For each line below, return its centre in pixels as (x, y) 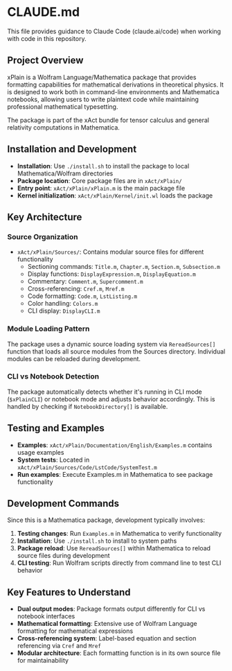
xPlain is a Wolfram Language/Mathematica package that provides (102, 77)
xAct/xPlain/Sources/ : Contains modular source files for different (110, 252)
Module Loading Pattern (48, 329)
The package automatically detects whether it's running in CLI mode (105, 392)
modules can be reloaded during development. (74, 358)
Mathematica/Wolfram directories (65, 173)
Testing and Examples (56, 428)
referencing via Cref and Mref (59, 646)
